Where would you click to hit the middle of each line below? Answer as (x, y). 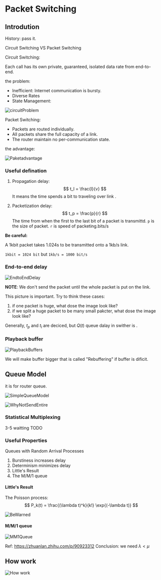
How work (21, 561)
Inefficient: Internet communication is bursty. (57, 90)
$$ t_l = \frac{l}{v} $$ (85, 189)
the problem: (18, 81)
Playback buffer (24, 339)
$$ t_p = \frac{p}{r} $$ (85, 213)
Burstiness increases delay (39, 460)
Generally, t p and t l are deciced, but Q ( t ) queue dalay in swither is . (71, 326)
